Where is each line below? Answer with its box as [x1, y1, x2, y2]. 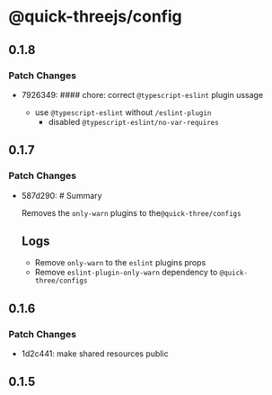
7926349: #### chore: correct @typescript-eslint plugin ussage [21, 89, 264, 100]
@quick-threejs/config [8, 6, 183, 27]
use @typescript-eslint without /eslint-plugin [34, 106, 212, 118]
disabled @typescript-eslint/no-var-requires [48, 116, 219, 127]
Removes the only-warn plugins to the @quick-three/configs [21, 207, 241, 218]
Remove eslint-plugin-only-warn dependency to [34, 267, 218, 278]
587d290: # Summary [21, 190, 102, 201]
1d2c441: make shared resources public [21, 348, 169, 359]
